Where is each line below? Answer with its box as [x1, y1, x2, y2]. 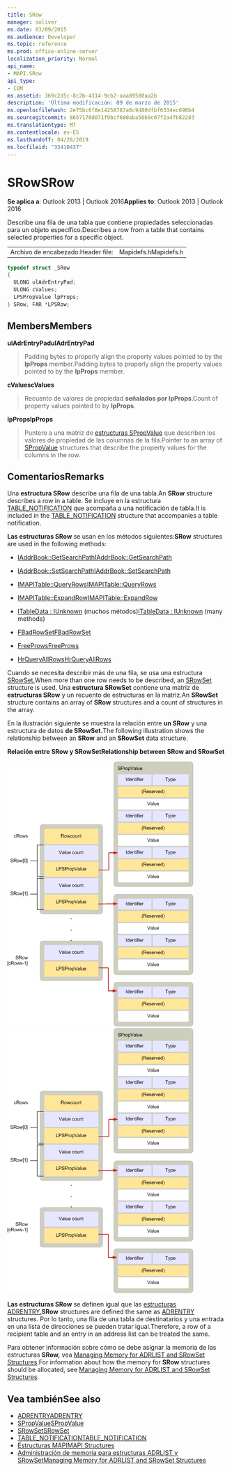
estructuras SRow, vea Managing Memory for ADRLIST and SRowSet [7, 1350, 206, 1359]
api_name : [7, 63, 36, 70]
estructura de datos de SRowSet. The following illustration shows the [7, 727, 205, 735]
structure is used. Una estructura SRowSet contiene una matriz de [7, 684, 200, 692]
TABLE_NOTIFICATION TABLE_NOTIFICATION [17, 1434, 147, 1442]
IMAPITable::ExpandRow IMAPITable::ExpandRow [17, 594, 158, 602]
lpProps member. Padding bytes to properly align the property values [24, 360, 222, 368]
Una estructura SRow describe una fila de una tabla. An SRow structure [7, 489, 212, 498]
